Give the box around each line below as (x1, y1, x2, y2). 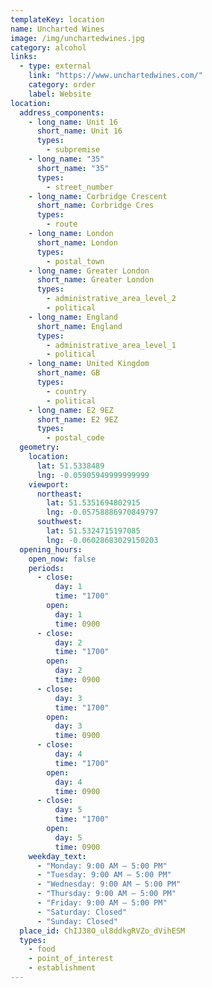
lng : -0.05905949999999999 (36, 470, 150, 480)
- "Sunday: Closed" (36, 916, 118, 926)
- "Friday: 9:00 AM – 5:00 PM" (36, 898, 168, 908)
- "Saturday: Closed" (36, 907, 128, 917)
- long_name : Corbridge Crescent (28, 191, 168, 201)
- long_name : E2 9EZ (28, 405, 114, 415)
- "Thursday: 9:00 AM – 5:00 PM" (36, 889, 177, 899)
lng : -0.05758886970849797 (46, 507, 159, 518)
